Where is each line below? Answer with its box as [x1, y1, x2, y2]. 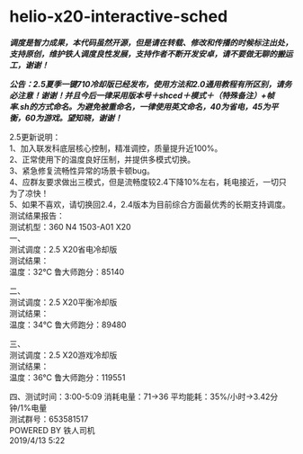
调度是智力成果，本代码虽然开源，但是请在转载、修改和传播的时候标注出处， [9, 37, 293, 48]
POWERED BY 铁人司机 [9, 424, 95, 435]
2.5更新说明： [9, 131, 61, 142]
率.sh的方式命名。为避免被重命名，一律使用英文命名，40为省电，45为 [9, 101, 272, 111]
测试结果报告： [9, 209, 65, 221]
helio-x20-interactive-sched [9, 6, 228, 27]
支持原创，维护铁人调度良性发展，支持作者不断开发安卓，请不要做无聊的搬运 [9, 48, 293, 59]
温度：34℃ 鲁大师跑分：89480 [9, 319, 127, 330]
